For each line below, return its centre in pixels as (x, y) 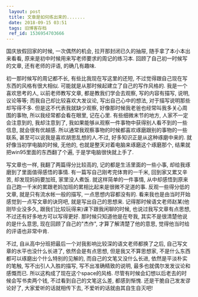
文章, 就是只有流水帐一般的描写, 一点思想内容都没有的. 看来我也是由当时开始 (98, 194)
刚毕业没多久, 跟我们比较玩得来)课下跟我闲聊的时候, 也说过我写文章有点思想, (99, 209)
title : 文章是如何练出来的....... (47, 17)
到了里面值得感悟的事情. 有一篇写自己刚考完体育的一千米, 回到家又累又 (97, 172)
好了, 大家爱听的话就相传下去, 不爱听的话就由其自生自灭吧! (82, 288)
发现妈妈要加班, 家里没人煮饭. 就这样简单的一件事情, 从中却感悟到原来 (104, 179)
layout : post (25, 12)
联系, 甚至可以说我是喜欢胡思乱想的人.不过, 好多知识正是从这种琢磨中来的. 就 (99, 138)
